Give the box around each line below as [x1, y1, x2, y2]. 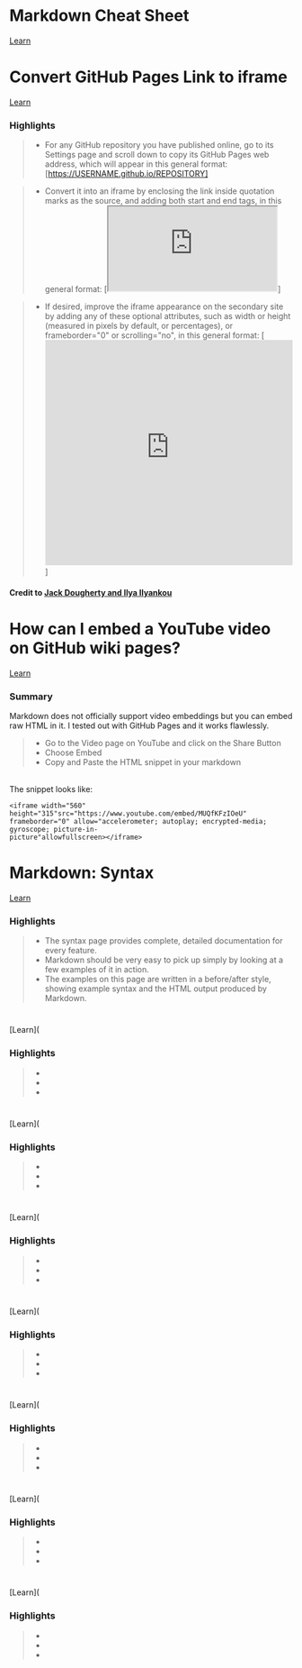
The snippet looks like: [9, 784, 93, 794]
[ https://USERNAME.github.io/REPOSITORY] [44, 169, 209, 179]
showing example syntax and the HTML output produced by [44, 983, 268, 994]
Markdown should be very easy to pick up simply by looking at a [44, 954, 284, 965]
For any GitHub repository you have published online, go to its [44, 140, 274, 150]
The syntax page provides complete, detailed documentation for [44, 935, 283, 946]
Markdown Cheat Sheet [9, 5, 190, 26]
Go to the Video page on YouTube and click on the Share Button [44, 738, 281, 748]
